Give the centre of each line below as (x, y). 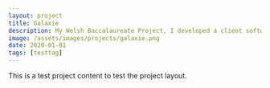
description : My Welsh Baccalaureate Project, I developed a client (125, 30)
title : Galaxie (34, 23)
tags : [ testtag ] (35, 53)
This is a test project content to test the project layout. (98, 76)
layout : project (35, 16)
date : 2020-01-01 (37, 46)
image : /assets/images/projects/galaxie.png (84, 38)
